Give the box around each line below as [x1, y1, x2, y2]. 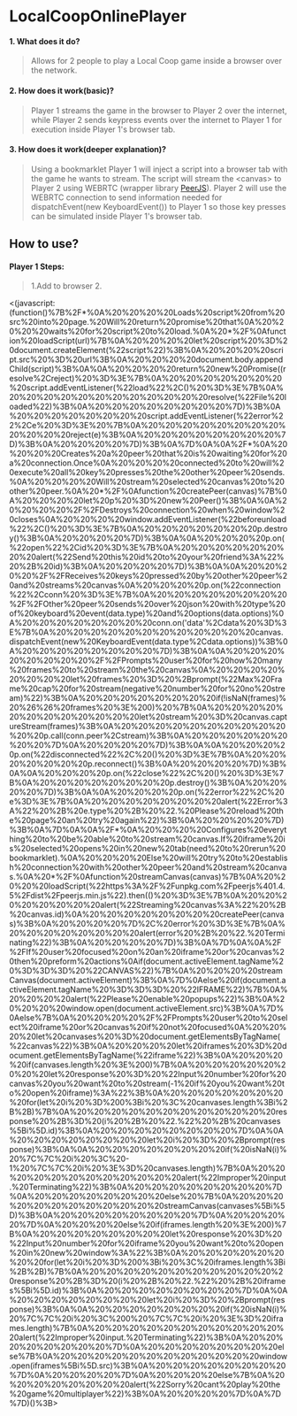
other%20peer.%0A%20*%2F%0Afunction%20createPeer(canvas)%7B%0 [9, 486, 287, 496]
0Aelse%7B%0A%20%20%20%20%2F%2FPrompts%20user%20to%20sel [9, 1012, 288, 1023]
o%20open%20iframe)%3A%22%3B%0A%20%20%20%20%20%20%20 [9, 1088, 284, 1098]
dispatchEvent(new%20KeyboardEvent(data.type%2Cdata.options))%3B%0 [9, 636, 289, 647]
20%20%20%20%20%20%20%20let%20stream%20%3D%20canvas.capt [9, 712, 287, 722]
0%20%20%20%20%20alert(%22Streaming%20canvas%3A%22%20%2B [9, 900, 286, 911]
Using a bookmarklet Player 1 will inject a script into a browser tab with [30, 164, 288, 174]
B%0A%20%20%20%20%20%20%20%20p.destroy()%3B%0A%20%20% [9, 777, 287, 789]
